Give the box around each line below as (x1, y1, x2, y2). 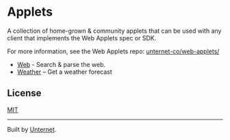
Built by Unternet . (7, 125, 57, 133)
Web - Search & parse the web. (16, 60, 106, 68)
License (7, 87, 42, 99)
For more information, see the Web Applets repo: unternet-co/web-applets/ (7, 47, 220, 55)
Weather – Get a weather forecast (16, 68, 113, 76)
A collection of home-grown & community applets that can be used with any (7, 27, 222, 35)
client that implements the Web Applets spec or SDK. (7, 33, 157, 42)
